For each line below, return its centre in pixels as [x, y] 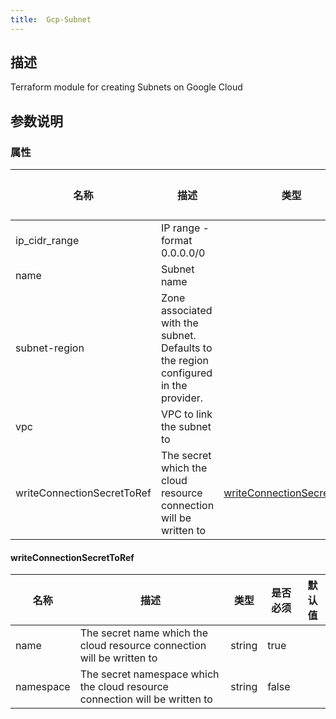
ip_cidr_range [47, 241]
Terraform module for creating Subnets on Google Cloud [126, 87]
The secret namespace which [149, 674]
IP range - [185, 228]
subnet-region [50, 348]
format [176, 241]
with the [179, 323]
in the [174, 386]
